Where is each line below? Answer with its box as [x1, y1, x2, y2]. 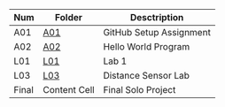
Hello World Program [103, 41, 190, 52]
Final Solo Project [103, 84, 176, 96]
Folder [54, 11, 82, 23]
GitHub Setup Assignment [103, 27, 211, 38]
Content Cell [43, 84, 95, 96]
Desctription [129, 11, 184, 23]
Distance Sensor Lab [103, 70, 190, 81]
